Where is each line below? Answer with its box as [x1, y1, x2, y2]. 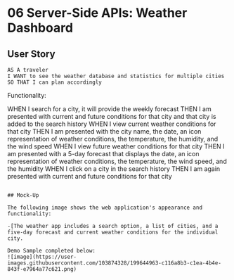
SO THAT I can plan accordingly [7, 79, 102, 86]
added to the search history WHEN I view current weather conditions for [7, 120, 216, 128]
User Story [7, 48, 56, 60]
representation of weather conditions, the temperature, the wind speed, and [7, 157, 227, 165]
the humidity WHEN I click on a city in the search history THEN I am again [7, 165, 221, 173]
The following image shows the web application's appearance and [7, 204, 202, 211]
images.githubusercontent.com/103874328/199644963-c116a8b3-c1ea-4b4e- [7, 260, 221, 267]
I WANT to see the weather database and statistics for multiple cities [7, 72, 225, 79]
